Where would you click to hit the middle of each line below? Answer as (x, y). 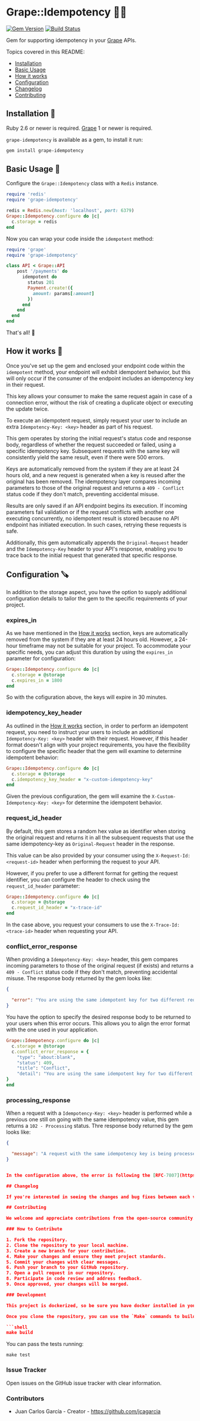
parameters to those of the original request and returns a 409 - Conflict (95, 487)
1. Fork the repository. (37, 1240)
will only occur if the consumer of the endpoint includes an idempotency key (100, 378)
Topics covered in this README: (46, 52)
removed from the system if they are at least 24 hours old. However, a (92, 639)
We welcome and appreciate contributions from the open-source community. (101, 1218)
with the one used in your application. (52, 1030)
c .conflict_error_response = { (50, 1052)
